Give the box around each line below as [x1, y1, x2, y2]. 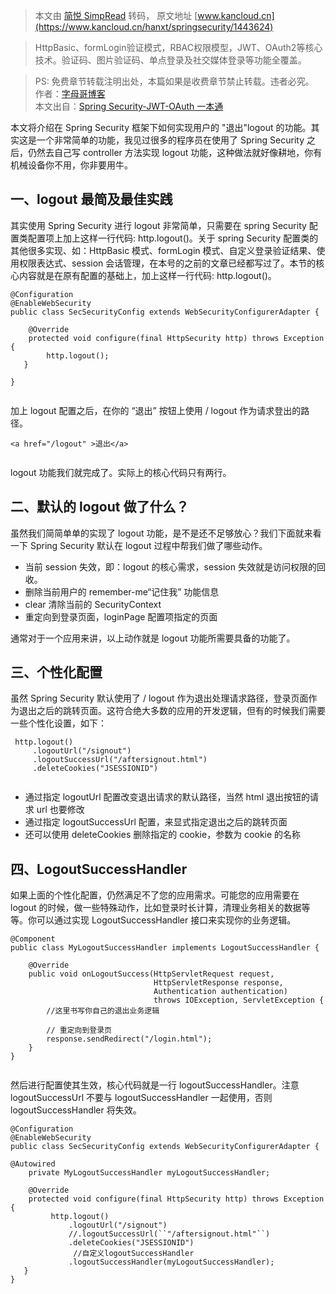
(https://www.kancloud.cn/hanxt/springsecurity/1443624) [34, 21, 274, 33]
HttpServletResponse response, [153, 978, 284, 988]
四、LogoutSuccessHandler [10, 860, 188, 878]
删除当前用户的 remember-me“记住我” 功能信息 [24, 585, 220, 598]
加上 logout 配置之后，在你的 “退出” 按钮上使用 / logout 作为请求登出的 [10, 404, 302, 416]
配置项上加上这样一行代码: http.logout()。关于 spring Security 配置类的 [27, 232, 319, 244]
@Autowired [10, 1159, 56, 1169]
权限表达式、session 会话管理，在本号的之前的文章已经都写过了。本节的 [18, 257, 317, 269]
